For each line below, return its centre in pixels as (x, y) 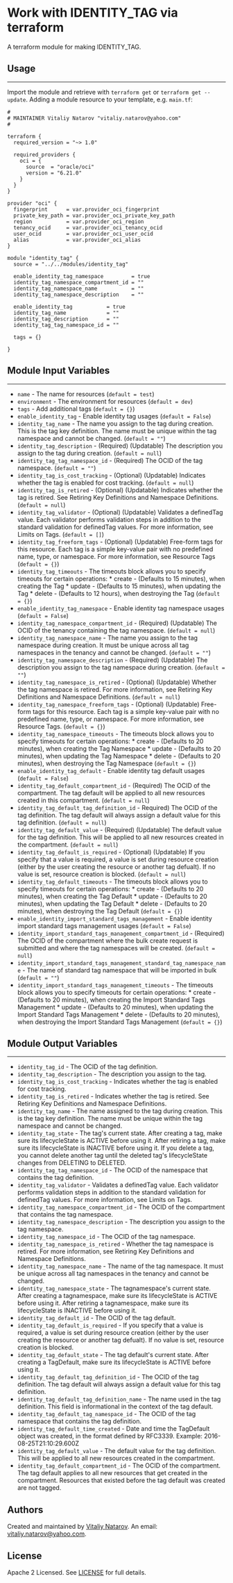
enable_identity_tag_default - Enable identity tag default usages (111, 770)
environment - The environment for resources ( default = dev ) (105, 401)
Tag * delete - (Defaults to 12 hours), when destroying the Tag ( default (119, 593)
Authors (25, 1510)
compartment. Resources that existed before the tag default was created (121, 1480)
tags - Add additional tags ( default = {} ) (76, 409)
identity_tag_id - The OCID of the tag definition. (87, 1067)
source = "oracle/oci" (60, 167)
